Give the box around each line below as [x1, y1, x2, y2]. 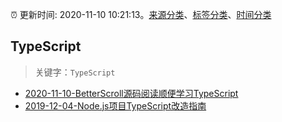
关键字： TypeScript [34, 66, 116, 78]
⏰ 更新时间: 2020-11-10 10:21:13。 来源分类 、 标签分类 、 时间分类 [10, 9, 272, 20]
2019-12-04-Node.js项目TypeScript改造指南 [24, 99, 207, 112]
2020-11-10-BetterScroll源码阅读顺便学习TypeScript [24, 87, 239, 99]
